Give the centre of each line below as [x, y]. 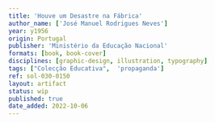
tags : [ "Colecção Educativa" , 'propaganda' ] [86, 69]
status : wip [28, 91]
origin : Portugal [38, 38]
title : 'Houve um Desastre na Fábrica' [76, 16]
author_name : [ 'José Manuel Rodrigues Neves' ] [88, 23]
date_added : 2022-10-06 [48, 106]
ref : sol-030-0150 [39, 76]
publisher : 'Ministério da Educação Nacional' [88, 46]
